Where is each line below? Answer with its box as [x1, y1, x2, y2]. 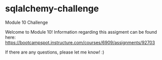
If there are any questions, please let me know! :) [5, 49, 105, 55]
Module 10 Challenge [5, 19, 48, 25]
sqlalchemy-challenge [5, 3, 99, 14]
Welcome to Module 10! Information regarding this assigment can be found [5, 29, 157, 35]
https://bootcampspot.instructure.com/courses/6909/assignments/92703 [5, 39, 155, 45]
